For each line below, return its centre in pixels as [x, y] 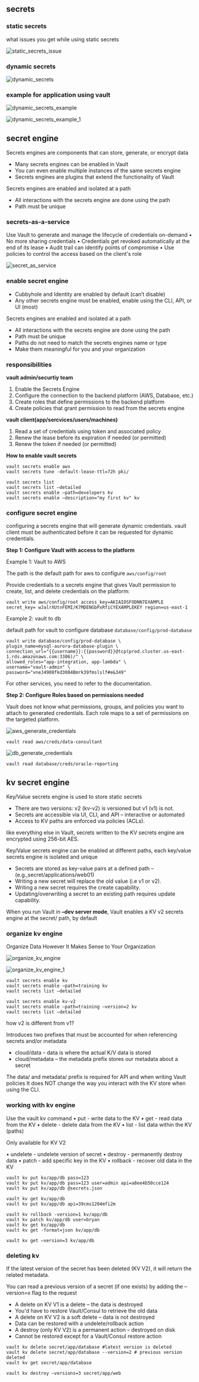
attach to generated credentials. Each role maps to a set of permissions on [98, 713]
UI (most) [26, 307]
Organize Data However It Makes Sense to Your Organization [81, 947]
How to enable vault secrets [41, 455]
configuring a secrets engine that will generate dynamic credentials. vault [96, 526]
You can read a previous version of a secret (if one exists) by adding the [95, 1286]
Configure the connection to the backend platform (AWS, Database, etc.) [104, 395]
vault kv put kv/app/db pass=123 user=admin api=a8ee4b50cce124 [88, 1183]
